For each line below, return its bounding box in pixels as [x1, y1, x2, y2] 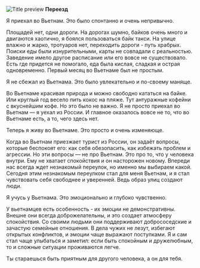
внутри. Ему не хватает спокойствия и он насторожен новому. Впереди [6, 157, 190, 164]
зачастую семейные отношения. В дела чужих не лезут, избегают [6, 225, 176, 232]
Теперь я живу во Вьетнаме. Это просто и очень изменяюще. [6, 127, 164, 133]
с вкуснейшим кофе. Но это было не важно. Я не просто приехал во [6, 102, 180, 110]
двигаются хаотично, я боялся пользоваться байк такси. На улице [6, 35, 176, 42]
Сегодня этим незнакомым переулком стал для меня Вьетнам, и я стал [6, 170, 190, 177]
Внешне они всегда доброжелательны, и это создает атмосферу [6, 212, 172, 219]
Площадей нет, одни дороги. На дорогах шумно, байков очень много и [6, 29, 188, 36]
